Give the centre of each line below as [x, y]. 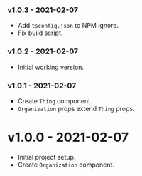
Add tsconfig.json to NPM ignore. [68, 26]
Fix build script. [40, 33]
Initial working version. [50, 67]
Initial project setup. [47, 157]
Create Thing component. [55, 100]
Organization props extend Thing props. [76, 108]
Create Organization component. [66, 165]
